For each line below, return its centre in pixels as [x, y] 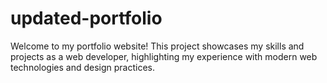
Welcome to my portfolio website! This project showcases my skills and [157, 46]
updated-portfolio [86, 18]
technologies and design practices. [83, 67]
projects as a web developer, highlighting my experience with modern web [164, 56]
